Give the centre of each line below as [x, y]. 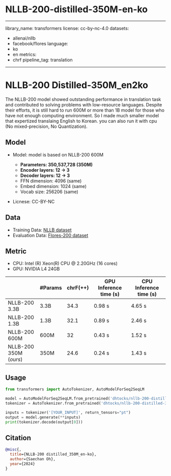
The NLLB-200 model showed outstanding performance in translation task [83, 99]
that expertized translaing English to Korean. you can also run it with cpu [81, 121]
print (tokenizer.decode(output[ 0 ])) [44, 422]
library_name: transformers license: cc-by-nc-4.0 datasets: [67, 28]
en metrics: [24, 54]
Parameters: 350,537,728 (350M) [56, 165]
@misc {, [13, 449]
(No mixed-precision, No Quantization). [47, 126]
